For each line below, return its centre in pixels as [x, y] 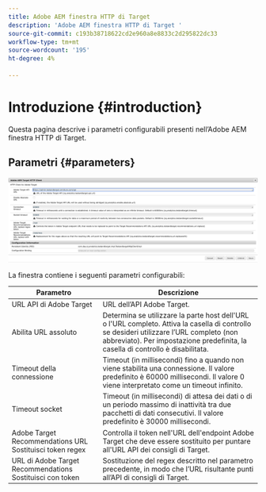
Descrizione [179, 293]
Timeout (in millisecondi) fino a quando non [173, 360]
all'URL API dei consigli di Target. [156, 449]
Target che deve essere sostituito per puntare [177, 441]
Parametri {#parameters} [72, 163]
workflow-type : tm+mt [44, 42]
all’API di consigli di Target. [146, 477]
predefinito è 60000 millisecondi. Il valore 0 [174, 377]
